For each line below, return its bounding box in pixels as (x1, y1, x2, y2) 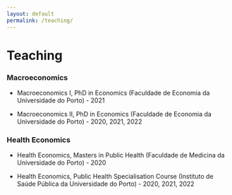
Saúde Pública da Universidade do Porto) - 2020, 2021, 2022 (16, 179, 195, 188)
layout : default (6, 10, 54, 18)
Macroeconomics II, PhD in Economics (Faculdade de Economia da (16, 110, 212, 118)
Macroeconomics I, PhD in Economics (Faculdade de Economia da (16, 88, 210, 97)
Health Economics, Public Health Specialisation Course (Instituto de (16, 172, 214, 181)
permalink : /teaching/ (6, 17, 73, 24)
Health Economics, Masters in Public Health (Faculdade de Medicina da (16, 151, 225, 160)
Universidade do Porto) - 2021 (16, 96, 105, 105)
